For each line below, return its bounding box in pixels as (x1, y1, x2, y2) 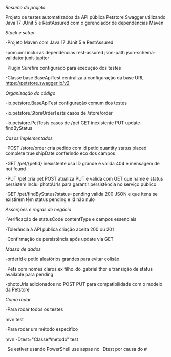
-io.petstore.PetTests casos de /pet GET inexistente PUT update (5, 120, 140, 126)
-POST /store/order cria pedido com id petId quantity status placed (5, 145, 147, 151)
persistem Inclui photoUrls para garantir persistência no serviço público (5, 181, 157, 187)
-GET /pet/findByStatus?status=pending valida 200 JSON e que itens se (5, 191, 158, 197)
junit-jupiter (25, 55, 50, 61)
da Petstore (5, 286, 30, 293)
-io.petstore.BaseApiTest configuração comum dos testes (5, 100, 127, 106)
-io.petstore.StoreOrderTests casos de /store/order (5, 110, 113, 116)
